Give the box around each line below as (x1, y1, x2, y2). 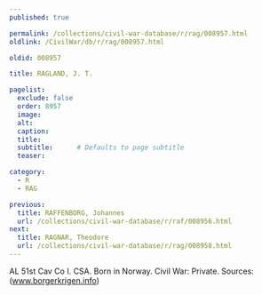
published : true (9, 12, 69, 22)
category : (9, 168, 46, 177)
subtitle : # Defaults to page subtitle (17, 143, 185, 152)
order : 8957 (17, 102, 62, 111)
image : (17, 110, 42, 119)
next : (9, 225, 29, 234)
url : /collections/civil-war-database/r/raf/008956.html (17, 217, 233, 226)
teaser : (17, 152, 46, 161)
